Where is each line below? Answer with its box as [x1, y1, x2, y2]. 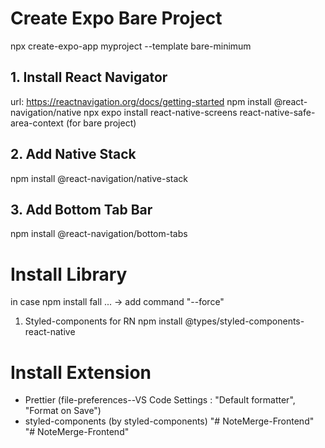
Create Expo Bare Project [10, 7, 223, 30]
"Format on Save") [24, 405, 102, 417]
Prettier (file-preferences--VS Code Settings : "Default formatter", [24, 394, 296, 406]
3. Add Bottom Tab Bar [10, 201, 153, 218]
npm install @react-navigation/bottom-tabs [10, 228, 188, 240]
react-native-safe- [239, 106, 316, 118]
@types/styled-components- [184, 315, 305, 327]
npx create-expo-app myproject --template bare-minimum [10, 40, 252, 52]
